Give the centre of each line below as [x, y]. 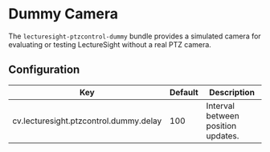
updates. [223, 135]
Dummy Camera [63, 14]
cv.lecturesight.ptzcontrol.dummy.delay [87, 121]
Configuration [44, 70]
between [223, 115]
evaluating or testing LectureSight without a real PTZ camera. [110, 44]
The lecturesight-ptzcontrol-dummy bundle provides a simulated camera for [135, 36]
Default [184, 92]
